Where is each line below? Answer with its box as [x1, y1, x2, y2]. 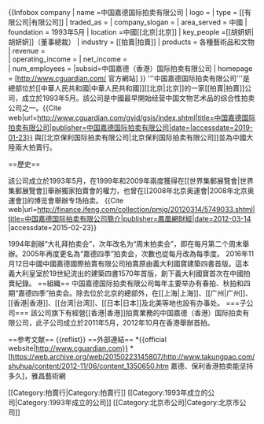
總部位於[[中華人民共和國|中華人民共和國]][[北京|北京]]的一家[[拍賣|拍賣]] [8, 84, 245, 93]
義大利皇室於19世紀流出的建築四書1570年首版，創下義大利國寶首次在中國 [8, 269, 244, 278]
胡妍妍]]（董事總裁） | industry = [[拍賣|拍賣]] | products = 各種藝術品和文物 [8, 37, 255, 46]
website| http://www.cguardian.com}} [8, 344, 128, 353]
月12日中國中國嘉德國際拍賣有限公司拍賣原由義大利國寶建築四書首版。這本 [8, 259, 250, 268]
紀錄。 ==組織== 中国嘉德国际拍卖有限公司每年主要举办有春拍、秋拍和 [14, 279, 244, 288]
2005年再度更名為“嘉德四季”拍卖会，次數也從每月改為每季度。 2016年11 [21, 249, 254, 258]
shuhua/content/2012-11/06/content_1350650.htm [8, 362, 169, 370]
